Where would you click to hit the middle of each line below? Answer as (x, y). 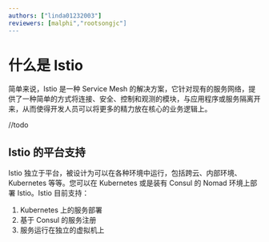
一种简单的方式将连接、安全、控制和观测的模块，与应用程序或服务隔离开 (141, 99)
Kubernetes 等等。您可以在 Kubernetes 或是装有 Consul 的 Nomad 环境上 (129, 183)
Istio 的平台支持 (47, 152)
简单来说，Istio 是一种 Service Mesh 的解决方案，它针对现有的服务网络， (128, 89)
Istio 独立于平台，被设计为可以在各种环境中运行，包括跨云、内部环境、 (125, 173)
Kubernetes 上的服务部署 (61, 210)
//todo (18, 125)
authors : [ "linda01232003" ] (55, 16)
